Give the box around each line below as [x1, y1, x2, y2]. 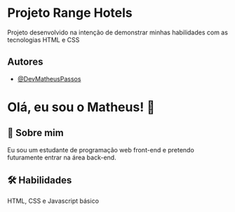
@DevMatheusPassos [17, 74, 81, 83]
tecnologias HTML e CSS [7, 35, 80, 44]
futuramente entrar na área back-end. [7, 153, 117, 161]
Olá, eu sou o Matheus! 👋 [7, 99, 156, 115]
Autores [7, 56, 43, 68]
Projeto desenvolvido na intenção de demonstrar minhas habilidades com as [7, 28, 228, 37]
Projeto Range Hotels [7, 5, 133, 21]
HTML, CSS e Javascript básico [7, 197, 100, 205]
